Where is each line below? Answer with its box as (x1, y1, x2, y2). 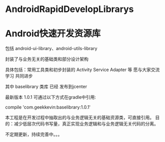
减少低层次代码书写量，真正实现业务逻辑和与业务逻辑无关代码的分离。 (13, 121, 158, 127)
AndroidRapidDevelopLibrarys (5, 3, 134, 15)
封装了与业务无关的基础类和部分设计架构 (5, 56, 88, 62)
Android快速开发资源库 (5, 28, 101, 39)
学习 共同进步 (5, 73, 33, 79)
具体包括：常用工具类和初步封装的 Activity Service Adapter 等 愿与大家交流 (5, 66, 160, 73)
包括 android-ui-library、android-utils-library (5, 45, 97, 51)
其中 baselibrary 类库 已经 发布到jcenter (5, 83, 87, 89)
